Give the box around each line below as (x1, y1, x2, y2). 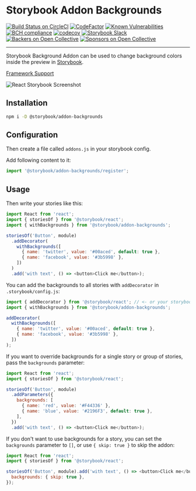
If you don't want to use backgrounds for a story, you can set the (6, 435, 162, 442)
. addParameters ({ (11, 392, 54, 398)
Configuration (6, 130, 58, 140)
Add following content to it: (6, 156, 71, 164)
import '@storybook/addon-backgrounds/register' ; (6, 168, 129, 174)
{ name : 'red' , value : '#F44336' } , (21, 403, 111, 409)
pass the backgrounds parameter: (6, 359, 85, 366)
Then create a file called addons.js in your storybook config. (6, 145, 151, 152)
